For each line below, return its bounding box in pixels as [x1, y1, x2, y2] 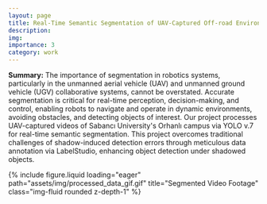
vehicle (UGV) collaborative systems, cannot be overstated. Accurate [8, 87, 234, 96]
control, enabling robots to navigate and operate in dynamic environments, [8, 104, 253, 114]
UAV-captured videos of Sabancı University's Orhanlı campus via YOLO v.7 [8, 121, 254, 130]
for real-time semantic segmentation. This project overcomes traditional [8, 129, 244, 139]
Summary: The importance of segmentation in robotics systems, [8, 71, 221, 79]
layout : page [8, 11, 52, 20]
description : [8, 26, 52, 34]
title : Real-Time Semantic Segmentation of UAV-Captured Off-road [8, 19, 233, 27]
